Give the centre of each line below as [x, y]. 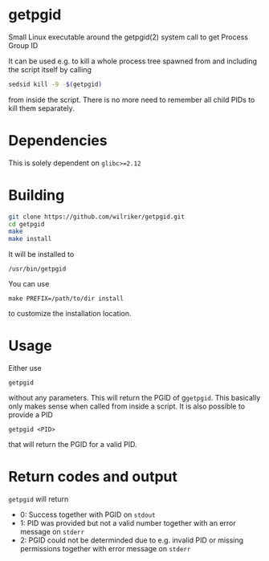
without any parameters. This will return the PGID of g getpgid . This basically [134, 398]
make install [30, 239]
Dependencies [58, 140]
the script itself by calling [50, 69]
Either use [25, 368]
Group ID [23, 45]
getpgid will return [39, 499]
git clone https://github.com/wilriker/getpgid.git [96, 217]
